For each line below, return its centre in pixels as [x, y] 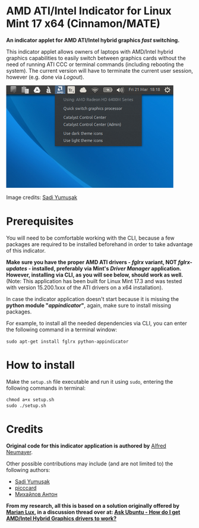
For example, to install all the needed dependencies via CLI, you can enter [97, 323]
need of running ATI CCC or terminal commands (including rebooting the [95, 64]
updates [17, 268]
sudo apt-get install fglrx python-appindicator [67, 341]
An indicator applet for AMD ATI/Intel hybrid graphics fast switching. [93, 40]
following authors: [28, 470]
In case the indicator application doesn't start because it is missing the [93, 299]
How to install [41, 365]
